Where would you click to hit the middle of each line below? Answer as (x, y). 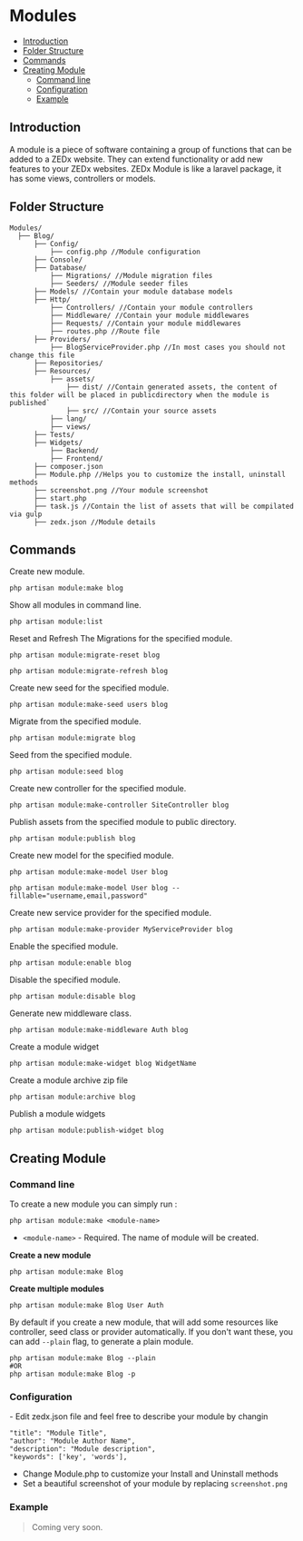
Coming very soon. (67, 1526)
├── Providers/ (62, 339)
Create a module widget (54, 1047)
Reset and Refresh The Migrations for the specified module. (121, 639)
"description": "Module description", (83, 1449)
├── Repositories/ (68, 363)
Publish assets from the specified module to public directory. (123, 822)
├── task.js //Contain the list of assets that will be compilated (164, 506)
